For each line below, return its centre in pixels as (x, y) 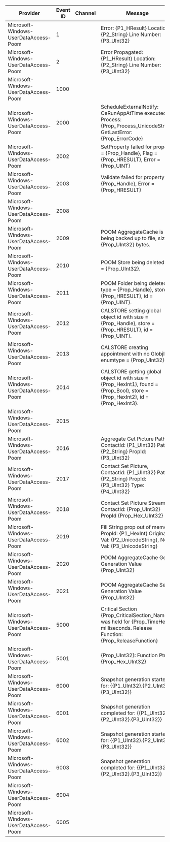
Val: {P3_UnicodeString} (129, 546)
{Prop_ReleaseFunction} (129, 641)
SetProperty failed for (126, 147)
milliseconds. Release (126, 628)
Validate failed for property (132, 177)
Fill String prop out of (125, 527)
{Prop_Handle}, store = (128, 323)
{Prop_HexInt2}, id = (125, 397)
